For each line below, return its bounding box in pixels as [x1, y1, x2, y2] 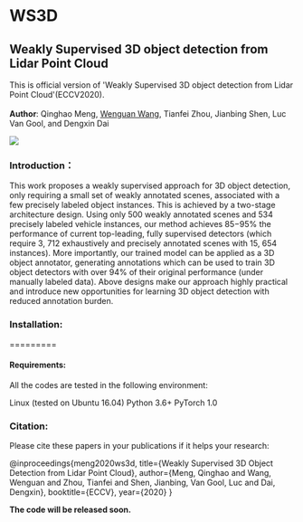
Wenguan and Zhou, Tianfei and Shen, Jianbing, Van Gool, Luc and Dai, [9, 477, 276, 489]
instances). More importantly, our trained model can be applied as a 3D [9, 248, 275, 259]
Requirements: [9, 359, 66, 371]
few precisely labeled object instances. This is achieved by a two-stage [9, 200, 276, 211]
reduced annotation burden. [9, 296, 114, 307]
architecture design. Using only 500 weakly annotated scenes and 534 [9, 209, 274, 220]
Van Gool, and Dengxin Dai [9, 119, 109, 128]
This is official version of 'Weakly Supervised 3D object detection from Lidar [9, 80, 294, 90]
